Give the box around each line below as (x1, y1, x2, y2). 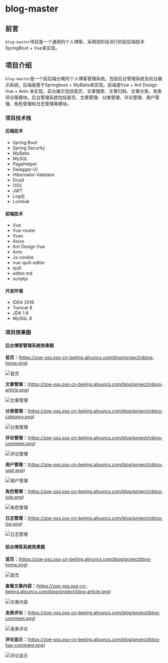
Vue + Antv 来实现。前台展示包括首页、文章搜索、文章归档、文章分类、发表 (5, 88, 162, 94)
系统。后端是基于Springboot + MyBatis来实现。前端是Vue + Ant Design (9, 82, 157, 88)
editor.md (12, 270, 33, 276)
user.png (5, 467, 24, 473)
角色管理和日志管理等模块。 (14, 100, 71, 106)
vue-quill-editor (12, 260, 45, 266)
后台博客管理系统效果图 (5, 342, 54, 348)
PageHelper (12, 161, 38, 167)
